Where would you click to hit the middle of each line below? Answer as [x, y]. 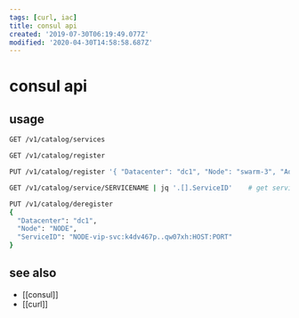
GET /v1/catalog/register [57, 156]
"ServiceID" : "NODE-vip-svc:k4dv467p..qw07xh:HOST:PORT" [125, 237]
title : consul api [43, 26]
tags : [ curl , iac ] [43, 17]
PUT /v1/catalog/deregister [61, 204]
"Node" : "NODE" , [47, 229]
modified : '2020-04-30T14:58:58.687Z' [81, 42]
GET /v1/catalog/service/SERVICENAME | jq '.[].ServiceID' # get [139, 188]
